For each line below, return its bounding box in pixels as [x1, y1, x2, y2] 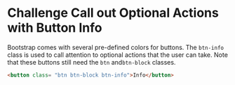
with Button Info [7, 20, 102, 36]
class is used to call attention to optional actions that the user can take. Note [7, 51, 228, 59]
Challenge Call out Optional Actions [7, 5, 219, 21]
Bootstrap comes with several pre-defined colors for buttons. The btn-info [7, 43, 224, 51]
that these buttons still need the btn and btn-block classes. [7, 58, 176, 66]
